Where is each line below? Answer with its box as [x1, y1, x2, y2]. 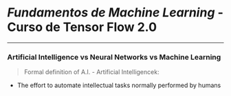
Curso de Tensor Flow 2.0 [7, 19, 157, 35]
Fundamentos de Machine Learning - [7, 5, 223, 21]
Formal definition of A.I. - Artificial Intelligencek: [23, 68, 159, 76]
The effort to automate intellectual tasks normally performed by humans [16, 81, 221, 90]
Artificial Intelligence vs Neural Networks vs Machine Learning [7, 52, 221, 62]
